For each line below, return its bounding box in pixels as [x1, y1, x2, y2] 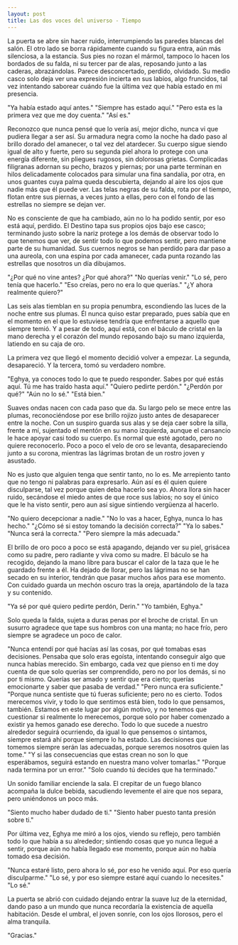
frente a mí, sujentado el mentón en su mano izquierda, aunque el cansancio [7, 426, 231, 434]
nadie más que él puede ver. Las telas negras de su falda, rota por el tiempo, [7, 185, 232, 193]
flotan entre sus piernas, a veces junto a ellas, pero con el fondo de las [7, 193, 215, 201]
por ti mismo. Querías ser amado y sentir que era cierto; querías [7, 674, 195, 683]
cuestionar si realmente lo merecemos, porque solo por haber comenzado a [7, 712, 229, 721]
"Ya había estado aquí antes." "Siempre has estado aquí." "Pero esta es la [7, 103, 222, 112]
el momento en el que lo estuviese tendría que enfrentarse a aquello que [7, 317, 220, 325]
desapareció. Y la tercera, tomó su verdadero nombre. [7, 360, 166, 369]
